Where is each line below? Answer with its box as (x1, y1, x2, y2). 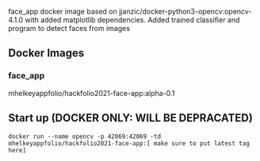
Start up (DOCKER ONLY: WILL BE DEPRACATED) (8, 111, 254, 125)
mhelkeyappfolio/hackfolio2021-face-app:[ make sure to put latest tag (8, 139, 250, 148)
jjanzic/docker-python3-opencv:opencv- (118, 7, 252, 16)
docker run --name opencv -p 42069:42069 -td (8, 132, 161, 140)
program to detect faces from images (8, 24, 131, 33)
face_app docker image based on (8, 7, 117, 16)
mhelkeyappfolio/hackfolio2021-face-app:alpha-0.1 (8, 88, 175, 98)
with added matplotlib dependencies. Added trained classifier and (25, 15, 240, 25)
